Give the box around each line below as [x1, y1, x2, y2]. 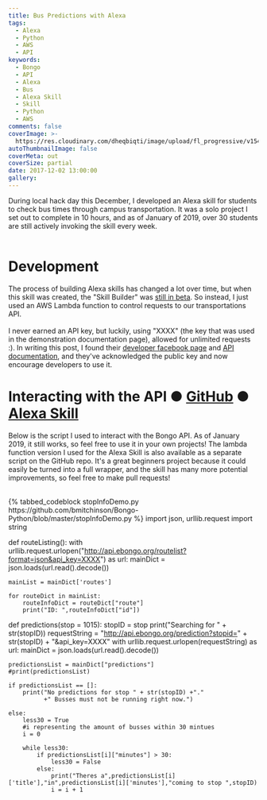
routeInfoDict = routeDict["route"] [22, 599, 145, 607]
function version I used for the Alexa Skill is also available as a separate [8, 447, 242, 457]
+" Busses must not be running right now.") [43, 695, 194, 703]
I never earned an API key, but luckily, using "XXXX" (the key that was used [8, 326, 255, 335]
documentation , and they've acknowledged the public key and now [8, 351, 228, 361]
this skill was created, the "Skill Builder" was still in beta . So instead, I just [8, 292, 249, 302]
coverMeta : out [8, 152, 59, 160]
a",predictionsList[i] [100, 771, 176, 779]
